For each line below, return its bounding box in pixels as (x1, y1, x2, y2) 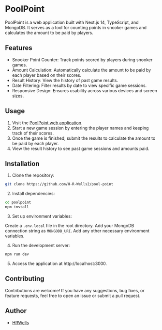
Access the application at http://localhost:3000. (12, 261, 107, 266)
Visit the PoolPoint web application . (12, 120, 83, 126)
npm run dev (5, 252, 29, 257)
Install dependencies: (12, 191, 55, 197)
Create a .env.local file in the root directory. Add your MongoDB (5, 223, 134, 229)
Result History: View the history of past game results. (12, 77, 118, 83)
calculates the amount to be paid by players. (5, 30, 93, 35)
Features (5, 44, 32, 52)
